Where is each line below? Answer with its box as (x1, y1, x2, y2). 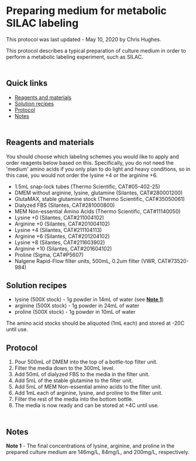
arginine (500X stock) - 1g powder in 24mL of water (14, 302, 139, 309)
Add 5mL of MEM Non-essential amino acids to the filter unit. (14, 383, 162, 390)
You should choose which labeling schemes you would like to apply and (6, 153, 180, 160)
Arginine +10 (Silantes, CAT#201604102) (14, 245, 112, 252)
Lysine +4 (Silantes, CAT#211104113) (14, 226, 102, 233)
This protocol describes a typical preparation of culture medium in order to (6, 47, 186, 54)
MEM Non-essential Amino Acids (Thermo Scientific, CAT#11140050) (14, 207, 181, 214)
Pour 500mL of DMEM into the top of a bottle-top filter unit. (14, 358, 158, 366)
